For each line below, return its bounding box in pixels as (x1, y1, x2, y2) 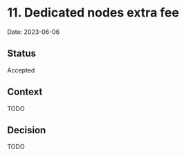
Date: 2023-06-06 (7, 28, 60, 36)
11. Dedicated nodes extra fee (7, 5, 180, 21)
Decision (7, 124, 46, 136)
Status (7, 48, 37, 59)
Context (7, 86, 43, 98)
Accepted (7, 66, 35, 74)
